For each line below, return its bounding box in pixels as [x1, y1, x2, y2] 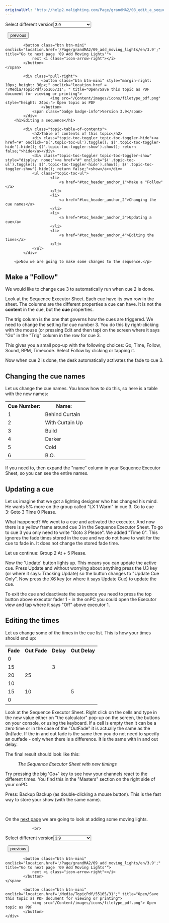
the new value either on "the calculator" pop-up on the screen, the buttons [5, 715, 160, 721]
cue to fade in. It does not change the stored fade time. [5, 540, 120, 547]
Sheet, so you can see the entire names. [5, 470, 89, 476]
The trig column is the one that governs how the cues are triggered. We [5, 316, 153, 322]
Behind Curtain [45, 411, 80, 418]
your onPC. [5, 781, 29, 787]
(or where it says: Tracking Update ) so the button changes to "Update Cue [5, 571, 159, 577]
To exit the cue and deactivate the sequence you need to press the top [5, 591, 152, 597]
